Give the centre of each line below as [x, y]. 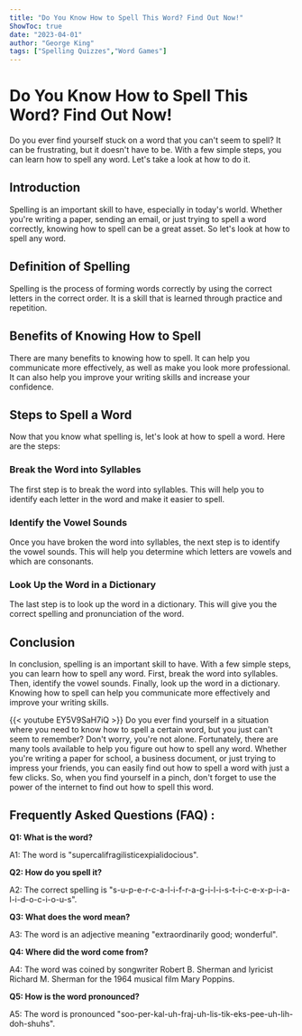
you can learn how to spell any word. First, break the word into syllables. [144, 674]
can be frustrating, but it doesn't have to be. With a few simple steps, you [146, 150]
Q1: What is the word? [51, 837]
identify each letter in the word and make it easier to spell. [117, 499]
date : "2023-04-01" [46, 34]
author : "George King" [52, 43]
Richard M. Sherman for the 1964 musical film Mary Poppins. [122, 979]
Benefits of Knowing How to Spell [105, 336]
